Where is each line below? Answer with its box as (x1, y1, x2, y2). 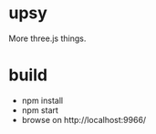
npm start (21, 104, 58, 116)
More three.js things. (8, 33, 87, 44)
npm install (21, 95, 64, 106)
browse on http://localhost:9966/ (21, 114, 147, 125)
